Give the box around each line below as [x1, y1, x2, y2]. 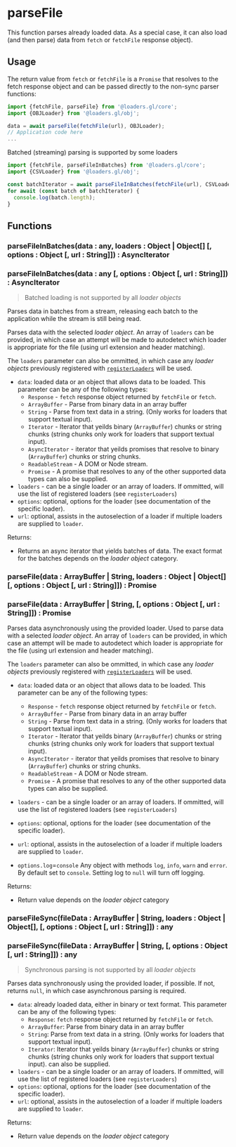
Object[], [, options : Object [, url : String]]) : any [7, 922, 173, 932]
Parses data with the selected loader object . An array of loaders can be [7, 328, 214, 336]
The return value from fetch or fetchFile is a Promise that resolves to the [7, 74, 219, 83]
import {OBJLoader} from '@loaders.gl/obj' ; [7, 110, 140, 117]
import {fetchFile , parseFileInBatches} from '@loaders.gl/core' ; [7, 162, 206, 169]
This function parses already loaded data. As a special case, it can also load [7, 28, 228, 37]
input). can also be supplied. [27, 1060, 110, 1068]
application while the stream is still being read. [7, 314, 142, 322]
